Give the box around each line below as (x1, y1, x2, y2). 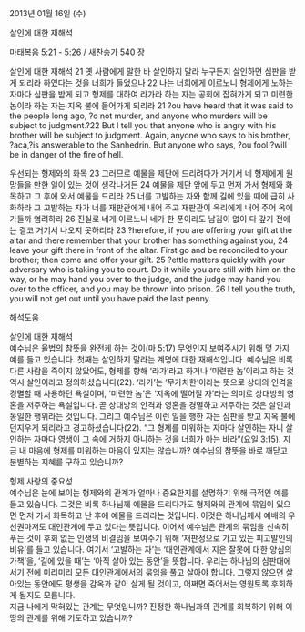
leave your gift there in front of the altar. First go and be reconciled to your (9, 245, 289, 255)
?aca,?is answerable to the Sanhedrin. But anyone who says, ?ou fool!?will (9, 139, 287, 150)
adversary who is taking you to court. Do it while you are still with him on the (9, 264, 296, 275)
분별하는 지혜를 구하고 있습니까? (9, 456, 124, 467)
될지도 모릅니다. (18, 590, 76, 600)
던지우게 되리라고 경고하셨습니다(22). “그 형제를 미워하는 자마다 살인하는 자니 (9, 423, 284, 433)
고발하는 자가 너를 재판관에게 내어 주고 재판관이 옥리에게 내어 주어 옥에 (43, 202, 294, 212)
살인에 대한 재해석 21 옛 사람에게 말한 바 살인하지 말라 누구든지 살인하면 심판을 (9, 66, 287, 76)
